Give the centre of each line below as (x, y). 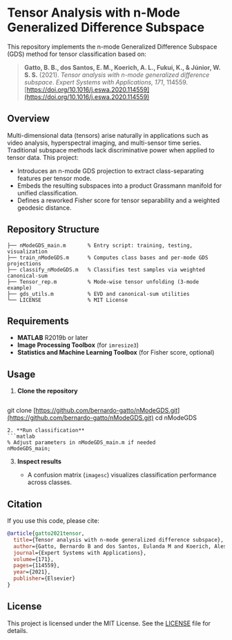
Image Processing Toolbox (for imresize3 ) (78, 345)
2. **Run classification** (46, 431)
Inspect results (39, 461)
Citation (25, 504)
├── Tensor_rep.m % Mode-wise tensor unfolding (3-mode (103, 282)
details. (18, 630)
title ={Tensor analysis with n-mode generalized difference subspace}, (119, 540)
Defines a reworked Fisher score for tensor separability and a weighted (118, 200)
